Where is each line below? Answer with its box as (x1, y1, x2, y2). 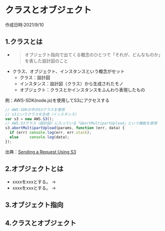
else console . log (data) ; (9, 135, 70, 140)
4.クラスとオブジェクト (5, 219, 77, 228)
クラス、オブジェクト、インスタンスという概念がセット (12, 68, 125, 74)
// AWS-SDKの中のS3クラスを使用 (5, 107, 65, 112)
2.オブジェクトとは (5, 165, 64, 173)
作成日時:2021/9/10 (5, 22, 44, 28)
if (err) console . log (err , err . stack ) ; (9, 130, 92, 135)
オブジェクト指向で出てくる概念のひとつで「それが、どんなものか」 (24, 51, 161, 57)
